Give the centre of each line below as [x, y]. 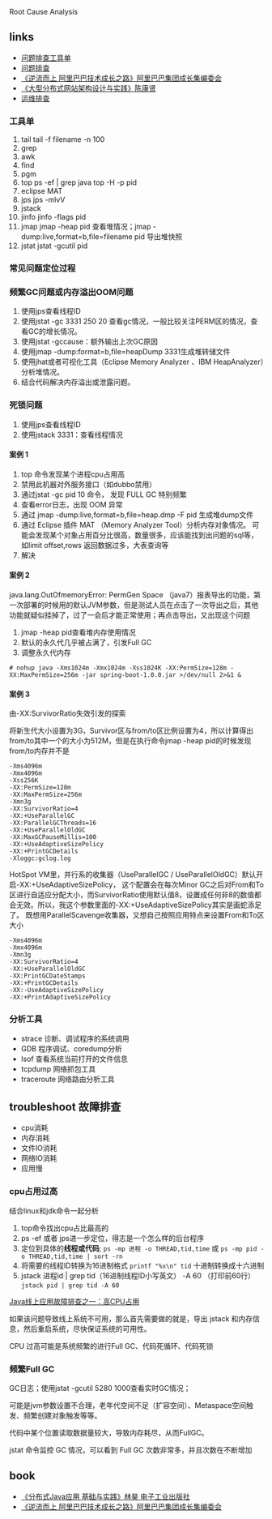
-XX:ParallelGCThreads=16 [53, 823]
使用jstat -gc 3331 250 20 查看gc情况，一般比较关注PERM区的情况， [136, 321]
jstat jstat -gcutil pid [54, 246]
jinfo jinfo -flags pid [53, 217]
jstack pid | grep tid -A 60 [70, 1285]
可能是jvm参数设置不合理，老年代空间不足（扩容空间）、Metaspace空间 [127, 1405]
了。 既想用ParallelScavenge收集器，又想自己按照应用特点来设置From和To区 [137, 915]
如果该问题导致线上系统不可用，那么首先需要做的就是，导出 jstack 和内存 [131, 1318]
